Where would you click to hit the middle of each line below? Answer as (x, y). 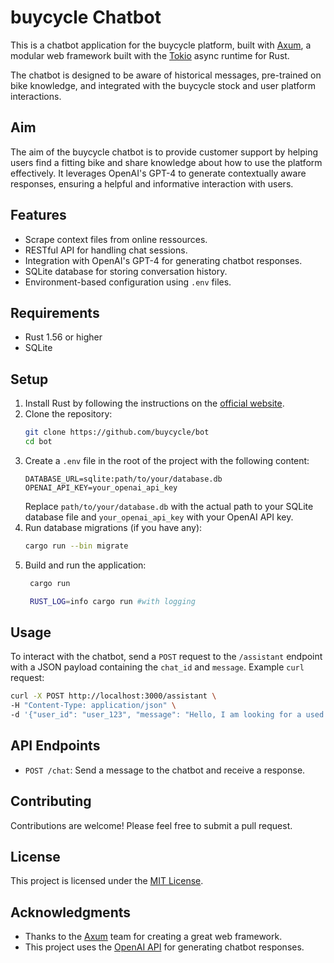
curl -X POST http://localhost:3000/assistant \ (113, 696)
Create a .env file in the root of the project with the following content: (167, 460)
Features (38, 215)
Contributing (51, 801)
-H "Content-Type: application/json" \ (93, 706)
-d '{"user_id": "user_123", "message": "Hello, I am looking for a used (167, 715)
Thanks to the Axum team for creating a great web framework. (153, 937)
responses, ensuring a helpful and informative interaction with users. (152, 183)
